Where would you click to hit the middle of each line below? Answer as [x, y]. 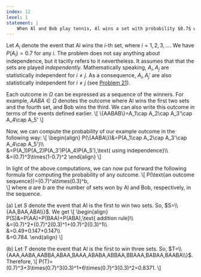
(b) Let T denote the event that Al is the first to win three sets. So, [87, 249]
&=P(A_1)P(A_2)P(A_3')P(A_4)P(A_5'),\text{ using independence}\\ [87, 151]
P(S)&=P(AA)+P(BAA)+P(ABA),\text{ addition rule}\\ [70, 218]
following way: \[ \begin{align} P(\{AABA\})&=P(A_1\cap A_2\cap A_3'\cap [97, 138]
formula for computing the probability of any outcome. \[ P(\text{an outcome [100, 175]
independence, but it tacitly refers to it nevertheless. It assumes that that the [100, 61]
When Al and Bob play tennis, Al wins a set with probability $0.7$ [104, 28]
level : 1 [17, 17]
